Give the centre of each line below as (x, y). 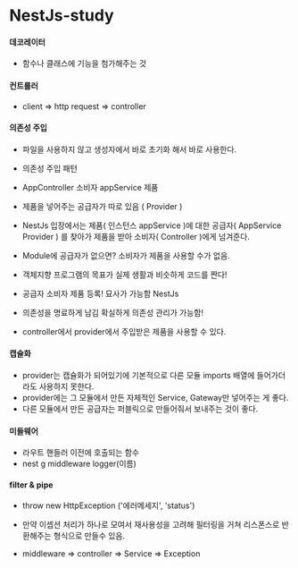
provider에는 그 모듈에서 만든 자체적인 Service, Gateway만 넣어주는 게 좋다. (155, 398)
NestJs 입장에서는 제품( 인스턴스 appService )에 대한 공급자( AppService (152, 225)
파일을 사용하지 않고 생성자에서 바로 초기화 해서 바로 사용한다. (129, 149)
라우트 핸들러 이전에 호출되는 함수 (81, 453)
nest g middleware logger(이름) (79, 464)
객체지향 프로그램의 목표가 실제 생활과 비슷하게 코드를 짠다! (124, 275)
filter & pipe (31, 485)
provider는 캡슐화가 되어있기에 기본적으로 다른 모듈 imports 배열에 (138, 375)
